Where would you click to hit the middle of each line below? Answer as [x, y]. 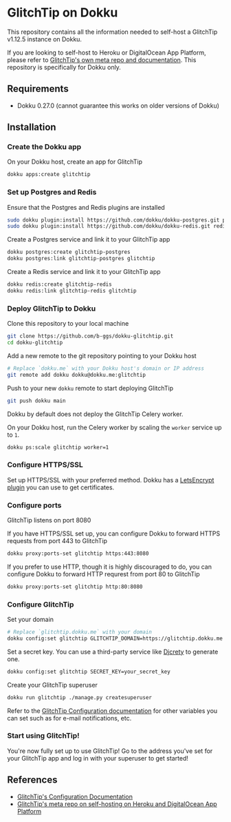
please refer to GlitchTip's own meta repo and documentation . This [102, 59]
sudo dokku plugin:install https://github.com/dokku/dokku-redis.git [109, 226]
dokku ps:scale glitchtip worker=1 [58, 447]
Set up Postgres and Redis [52, 193]
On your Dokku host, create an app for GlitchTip [75, 162]
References [32, 780]
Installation [32, 127]
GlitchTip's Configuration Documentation [75, 796]
